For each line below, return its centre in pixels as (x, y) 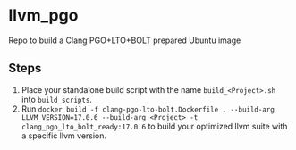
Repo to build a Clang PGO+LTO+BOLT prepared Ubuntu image (125, 40)
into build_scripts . (57, 99)
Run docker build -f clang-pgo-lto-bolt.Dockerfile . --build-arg (148, 109)
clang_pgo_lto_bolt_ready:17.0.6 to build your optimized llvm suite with (154, 126)
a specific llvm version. (64, 136)
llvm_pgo (43, 16)
